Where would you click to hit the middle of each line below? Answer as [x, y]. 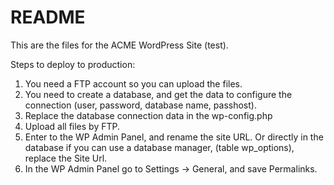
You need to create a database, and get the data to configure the [158, 94]
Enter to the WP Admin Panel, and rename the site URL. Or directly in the [174, 137]
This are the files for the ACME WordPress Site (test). [119, 45]
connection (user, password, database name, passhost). [140, 105]
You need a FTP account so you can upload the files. [133, 83]
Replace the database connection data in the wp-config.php [148, 115]
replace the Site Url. [66, 158]
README [48, 17]
